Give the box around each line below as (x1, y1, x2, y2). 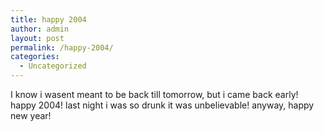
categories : (10, 52, 60, 62)
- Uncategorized (19, 61, 87, 71)
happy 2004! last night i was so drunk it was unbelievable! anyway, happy (10, 99, 315, 111)
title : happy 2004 (10, 14, 87, 25)
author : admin (10, 24, 70, 34)
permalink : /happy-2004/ (10, 42, 114, 53)
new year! (10, 110, 52, 121)
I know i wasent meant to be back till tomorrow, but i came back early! (10, 89, 299, 100)
